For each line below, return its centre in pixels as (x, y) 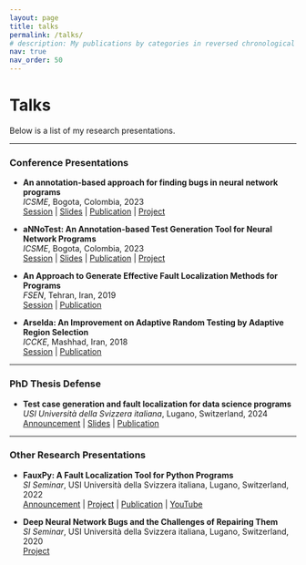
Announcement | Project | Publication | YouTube (112, 504)
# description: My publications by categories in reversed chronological (153, 43)
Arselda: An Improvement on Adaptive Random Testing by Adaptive (153, 323)
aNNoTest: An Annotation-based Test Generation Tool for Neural (148, 230)
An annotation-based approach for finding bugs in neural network (150, 182)
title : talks (34, 26)
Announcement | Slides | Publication (91, 423)
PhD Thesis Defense (56, 384)
